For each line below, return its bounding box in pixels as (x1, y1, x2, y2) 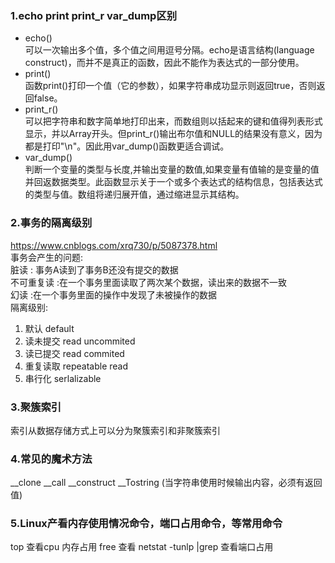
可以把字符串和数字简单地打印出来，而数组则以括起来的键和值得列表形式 (24, 115, 323, 127)
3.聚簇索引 (10, 400, 62, 414)
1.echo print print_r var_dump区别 (10, 8, 178, 22)
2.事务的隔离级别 (10, 216, 93, 230)
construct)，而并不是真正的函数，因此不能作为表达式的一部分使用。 (24, 57, 305, 69)
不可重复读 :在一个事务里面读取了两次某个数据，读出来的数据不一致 (10, 276, 287, 288)
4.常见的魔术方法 (10, 452, 93, 466)
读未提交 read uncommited (24, 335, 136, 347)
